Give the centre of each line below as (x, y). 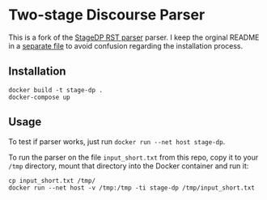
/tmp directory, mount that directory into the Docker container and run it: (129, 166)
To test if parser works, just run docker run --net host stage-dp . (117, 141)
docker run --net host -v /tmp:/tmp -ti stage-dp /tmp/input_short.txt (131, 188)
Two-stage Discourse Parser (107, 15)
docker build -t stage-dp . (56, 90)
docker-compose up (39, 97)
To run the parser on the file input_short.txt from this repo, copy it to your (133, 157)
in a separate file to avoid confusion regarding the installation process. (126, 45)
